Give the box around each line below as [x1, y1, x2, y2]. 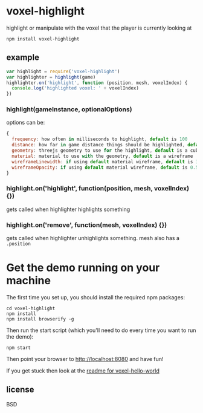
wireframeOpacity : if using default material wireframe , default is [11, 164, 188, 171]
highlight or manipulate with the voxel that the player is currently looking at [6, 24, 192, 31]
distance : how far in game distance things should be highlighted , [11, 142, 185, 148]
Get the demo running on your [6, 261, 160, 275]
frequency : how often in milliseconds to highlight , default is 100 [11, 136, 188, 143]
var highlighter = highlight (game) [6, 74, 96, 80]
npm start [6, 345, 31, 351]
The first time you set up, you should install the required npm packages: [6, 293, 185, 301]
